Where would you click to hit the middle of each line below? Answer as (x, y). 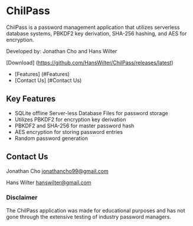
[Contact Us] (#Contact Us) (48, 80)
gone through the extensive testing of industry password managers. (89, 217)
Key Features (31, 99)
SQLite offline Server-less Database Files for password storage (91, 113)
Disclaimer (22, 198)
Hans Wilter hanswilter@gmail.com (49, 182)
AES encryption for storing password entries (68, 132)
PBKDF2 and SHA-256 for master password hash (74, 126)
